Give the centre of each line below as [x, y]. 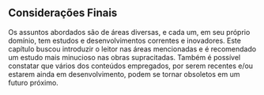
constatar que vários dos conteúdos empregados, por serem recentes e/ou [131, 66]
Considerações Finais [63, 13]
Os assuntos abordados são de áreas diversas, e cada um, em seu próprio [129, 32]
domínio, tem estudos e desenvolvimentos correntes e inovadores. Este [124, 40]
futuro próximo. [34, 82]
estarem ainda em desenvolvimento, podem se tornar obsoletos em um [124, 74]
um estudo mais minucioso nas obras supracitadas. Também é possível [124, 57]
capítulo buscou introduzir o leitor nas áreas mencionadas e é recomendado [132, 49]
